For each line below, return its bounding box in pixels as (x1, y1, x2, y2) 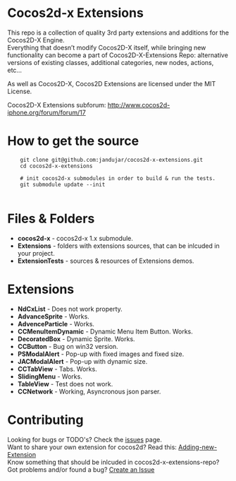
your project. (17, 249, 55, 257)
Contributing (7, 412, 84, 428)
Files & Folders (7, 210, 95, 227)
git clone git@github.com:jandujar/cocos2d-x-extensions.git (20, 156, 203, 163)
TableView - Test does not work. (17, 379, 113, 388)
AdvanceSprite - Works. (17, 312, 89, 321)
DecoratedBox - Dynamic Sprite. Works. (17, 334, 135, 343)
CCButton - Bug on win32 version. (17, 342, 118, 350)
